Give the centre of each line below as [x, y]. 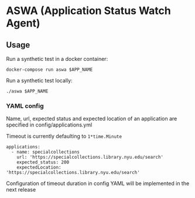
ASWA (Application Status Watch [88, 11]
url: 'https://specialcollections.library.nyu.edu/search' [90, 157]
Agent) [23, 23]
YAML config [25, 105]
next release [21, 190]
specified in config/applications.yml [49, 125]
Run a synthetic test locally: [39, 81]
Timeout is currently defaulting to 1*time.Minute [64, 136]
